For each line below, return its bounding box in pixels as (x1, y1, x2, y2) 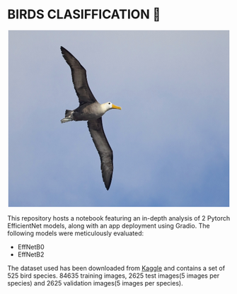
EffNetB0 (17, 242, 45, 251)
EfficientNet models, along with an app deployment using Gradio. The (7, 221, 210, 230)
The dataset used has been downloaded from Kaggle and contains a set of (7, 264, 225, 272)
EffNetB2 (17, 250, 45, 259)
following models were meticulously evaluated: (7, 229, 144, 237)
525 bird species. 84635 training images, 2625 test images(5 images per (7, 271, 220, 280)
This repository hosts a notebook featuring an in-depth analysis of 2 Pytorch (7, 213, 231, 222)
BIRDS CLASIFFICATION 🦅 (7, 6, 161, 23)
